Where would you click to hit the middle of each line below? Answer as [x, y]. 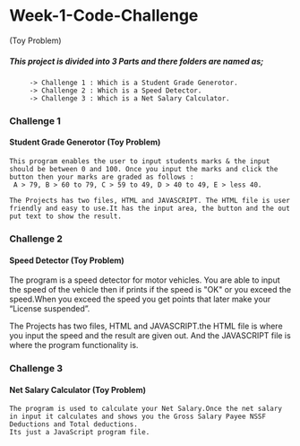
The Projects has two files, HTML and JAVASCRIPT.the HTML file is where [146, 326]
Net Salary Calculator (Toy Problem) [77, 389]
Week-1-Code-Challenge [104, 16]
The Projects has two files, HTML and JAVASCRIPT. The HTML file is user [150, 201]
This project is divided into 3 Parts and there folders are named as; [137, 61]
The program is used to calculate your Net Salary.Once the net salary [146, 409]
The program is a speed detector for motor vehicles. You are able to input [145, 280]
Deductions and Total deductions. [74, 424]
